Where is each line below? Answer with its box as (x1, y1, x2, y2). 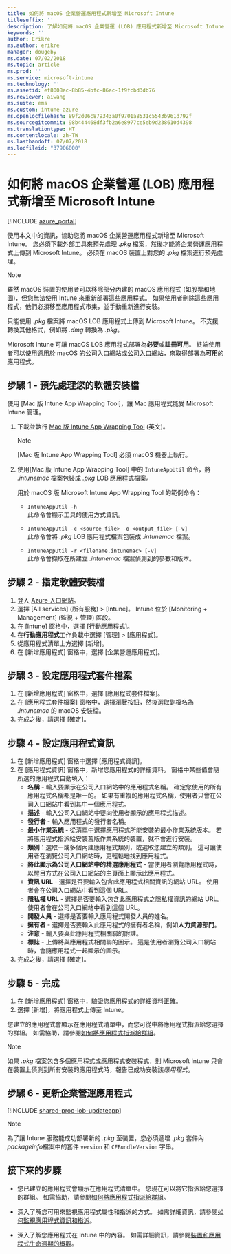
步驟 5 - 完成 (7, 977, 60, 989)
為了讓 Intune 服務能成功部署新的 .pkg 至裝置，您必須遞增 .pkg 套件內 (7, 1133, 205, 1142)
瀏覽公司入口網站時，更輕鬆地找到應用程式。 (45, 852, 173, 860)
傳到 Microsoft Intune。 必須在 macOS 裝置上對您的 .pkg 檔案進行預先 (19, 248, 217, 256)
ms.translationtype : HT (7, 125, 76, 132)
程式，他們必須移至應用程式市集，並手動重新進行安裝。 (7, 302, 164, 310)
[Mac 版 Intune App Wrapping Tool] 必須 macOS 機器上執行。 (16, 450, 191, 458)
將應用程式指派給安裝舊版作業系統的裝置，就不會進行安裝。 (27, 835, 197, 843)
